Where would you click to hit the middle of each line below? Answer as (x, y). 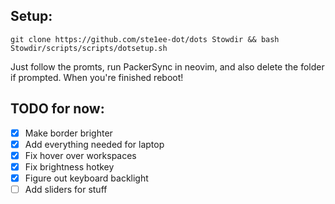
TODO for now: (57, 109)
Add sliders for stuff (66, 189)
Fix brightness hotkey (69, 166)
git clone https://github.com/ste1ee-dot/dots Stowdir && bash (145, 39)
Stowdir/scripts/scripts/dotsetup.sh (89, 48)
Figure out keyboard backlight (86, 178)
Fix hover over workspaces (80, 155)
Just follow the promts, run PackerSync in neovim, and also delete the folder (167, 66)
